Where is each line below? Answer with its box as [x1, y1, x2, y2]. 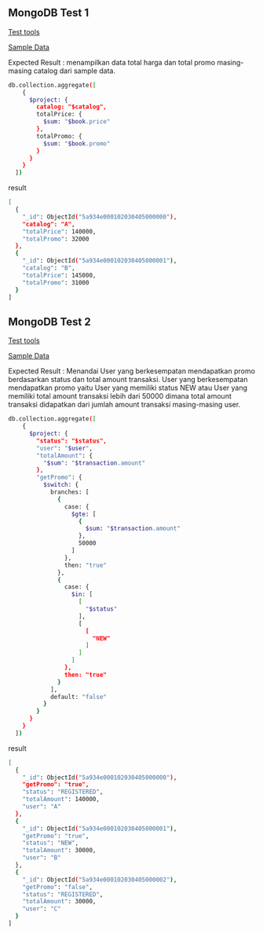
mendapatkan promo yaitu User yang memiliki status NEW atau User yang [8, 383, 248, 392]
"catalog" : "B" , [22, 264, 76, 272]
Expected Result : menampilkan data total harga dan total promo [8, 57, 216, 67]
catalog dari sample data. [33, 66, 116, 75]
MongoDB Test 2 [8, 314, 92, 329]
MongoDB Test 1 [8, 6, 89, 20]
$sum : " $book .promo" [42, 139, 111, 148]
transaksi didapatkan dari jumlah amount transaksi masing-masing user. [8, 400, 241, 410]
